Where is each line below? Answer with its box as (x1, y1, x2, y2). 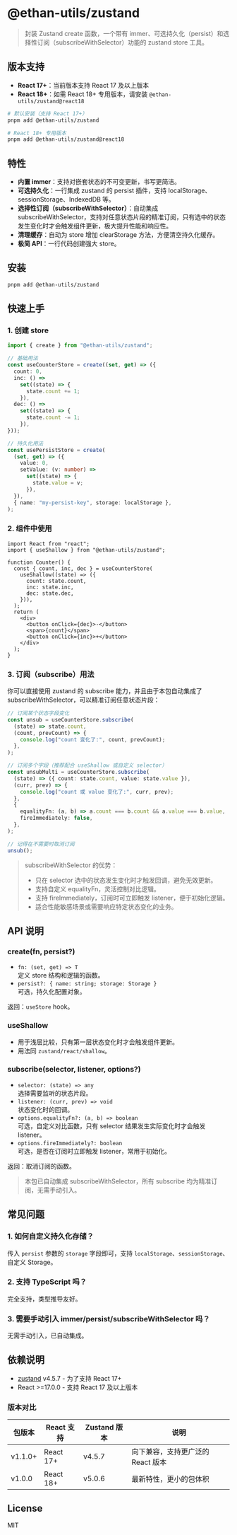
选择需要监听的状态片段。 (17, 1089, 92, 1097)
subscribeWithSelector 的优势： (24, 861, 118, 869)
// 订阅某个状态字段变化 (7, 709, 70, 717)
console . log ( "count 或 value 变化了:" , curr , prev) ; (20, 788, 174, 795)
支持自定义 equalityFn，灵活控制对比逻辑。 (35, 884, 161, 893)
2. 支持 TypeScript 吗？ (7, 1277, 87, 1287)
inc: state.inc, (25, 584, 74, 591)
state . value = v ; (32, 480, 83, 487)
